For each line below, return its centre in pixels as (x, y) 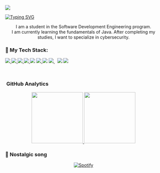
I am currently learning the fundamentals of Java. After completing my (83, 32)
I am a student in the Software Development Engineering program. (83, 27)
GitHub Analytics (27, 84)
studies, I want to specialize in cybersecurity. (83, 37)
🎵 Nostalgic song (26, 154)
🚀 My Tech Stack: (27, 50)
